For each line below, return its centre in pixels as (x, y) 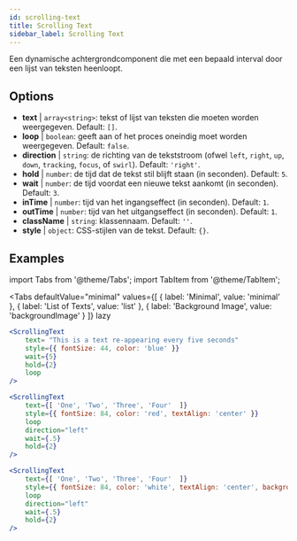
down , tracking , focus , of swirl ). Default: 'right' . (111, 165)
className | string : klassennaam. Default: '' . (107, 221)
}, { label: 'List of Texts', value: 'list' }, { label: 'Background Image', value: (141, 306)
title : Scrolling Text (51, 26)
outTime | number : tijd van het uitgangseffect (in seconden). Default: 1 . (149, 212)
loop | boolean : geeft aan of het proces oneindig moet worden (134, 136)
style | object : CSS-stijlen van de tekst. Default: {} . (115, 230)
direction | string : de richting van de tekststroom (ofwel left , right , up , (153, 155)
